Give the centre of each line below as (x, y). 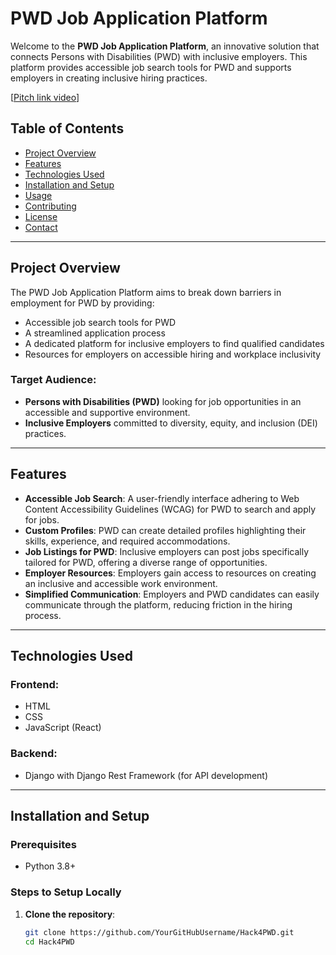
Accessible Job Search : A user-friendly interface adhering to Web (162, 498)
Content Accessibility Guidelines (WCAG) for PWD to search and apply (170, 509)
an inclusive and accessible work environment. (121, 583)
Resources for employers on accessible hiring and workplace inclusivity (173, 354)
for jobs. (42, 519)
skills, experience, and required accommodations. (127, 541)
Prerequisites (43, 844)
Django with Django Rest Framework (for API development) (146, 775)
